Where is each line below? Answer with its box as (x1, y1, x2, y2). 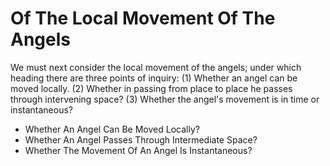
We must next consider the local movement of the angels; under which (10, 61, 302, 73)
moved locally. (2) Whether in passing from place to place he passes (10, 82, 293, 94)
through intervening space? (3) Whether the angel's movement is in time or (10, 93, 320, 105)
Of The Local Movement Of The (10, 7, 276, 30)
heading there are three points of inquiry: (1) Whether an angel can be (10, 72, 298, 84)
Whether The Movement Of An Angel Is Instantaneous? (24, 144, 253, 156)
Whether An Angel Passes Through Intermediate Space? (24, 133, 258, 146)
